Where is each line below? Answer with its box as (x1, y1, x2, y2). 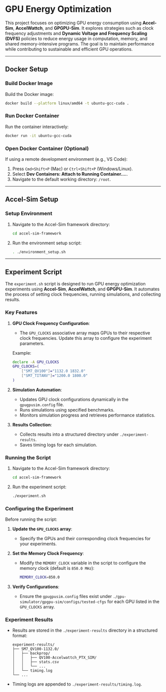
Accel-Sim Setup (5, 195, 58, 204)
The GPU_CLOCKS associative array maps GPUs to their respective (19, 330, 151, 336)
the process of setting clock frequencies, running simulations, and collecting (5, 291, 161, 297)
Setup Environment (5, 210, 53, 217)
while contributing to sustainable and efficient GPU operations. (5, 46, 133, 52)
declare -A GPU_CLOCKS (12, 360, 59, 365)
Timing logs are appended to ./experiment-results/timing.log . (12, 681, 142, 687)
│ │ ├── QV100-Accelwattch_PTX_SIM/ (12, 655, 97, 660)
